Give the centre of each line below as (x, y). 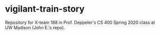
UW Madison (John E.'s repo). (35, 27)
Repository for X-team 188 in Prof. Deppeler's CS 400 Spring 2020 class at (80, 22)
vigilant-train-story (45, 9)
